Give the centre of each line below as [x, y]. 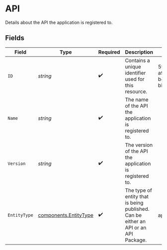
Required [109, 52]
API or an [136, 228]
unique [133, 67]
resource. [136, 91]
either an [135, 221]
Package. [136, 240]
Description [139, 52]
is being [134, 203]
